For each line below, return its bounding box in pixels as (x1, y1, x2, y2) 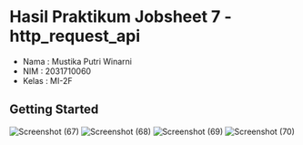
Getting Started (9, 102, 99, 118)
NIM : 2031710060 (22, 66, 92, 77)
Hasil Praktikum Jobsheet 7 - (9, 6, 232, 27)
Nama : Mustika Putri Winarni (22, 56, 133, 67)
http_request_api (9, 26, 141, 47)
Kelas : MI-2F (22, 75, 73, 86)
